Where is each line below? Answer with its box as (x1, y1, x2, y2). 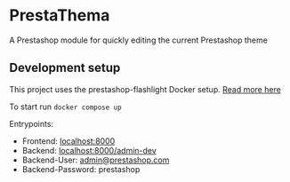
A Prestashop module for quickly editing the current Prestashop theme (9, 35, 269, 45)
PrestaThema (9, 5, 110, 26)
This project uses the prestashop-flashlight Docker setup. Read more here (9, 83, 282, 94)
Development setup (9, 60, 121, 75)
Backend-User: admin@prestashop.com (21, 154, 170, 165)
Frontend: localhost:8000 (21, 135, 116, 146)
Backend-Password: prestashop (21, 163, 141, 174)
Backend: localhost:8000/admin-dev (21, 145, 157, 155)
